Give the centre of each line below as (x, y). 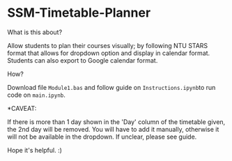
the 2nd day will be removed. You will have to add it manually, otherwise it (113, 129)
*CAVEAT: (22, 108)
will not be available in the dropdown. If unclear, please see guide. (102, 137)
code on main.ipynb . (37, 95)
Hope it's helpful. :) (35, 150)
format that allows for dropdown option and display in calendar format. (109, 53)
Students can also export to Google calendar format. (83, 60)
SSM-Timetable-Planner (79, 13)
